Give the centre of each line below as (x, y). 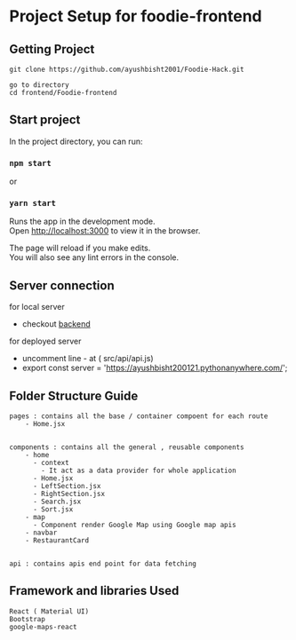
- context (51, 463)
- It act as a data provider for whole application (139, 471)
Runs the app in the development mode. (82, 221)
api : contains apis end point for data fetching (103, 564)
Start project (45, 120)
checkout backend (56, 324)
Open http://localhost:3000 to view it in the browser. (105, 231)
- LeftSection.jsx (67, 486)
